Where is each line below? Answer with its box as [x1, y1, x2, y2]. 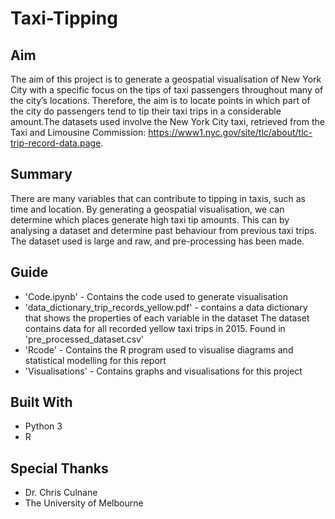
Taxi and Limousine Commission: [10, 127, 147, 138]
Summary [10, 166, 73, 183]
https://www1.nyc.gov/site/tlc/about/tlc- [148, 127, 313, 138]
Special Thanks [10, 460, 109, 477]
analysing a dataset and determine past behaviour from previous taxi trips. [10, 224, 317, 236]
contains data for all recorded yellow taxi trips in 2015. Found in [24, 322, 286, 334]
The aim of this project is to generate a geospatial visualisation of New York [10, 73, 322, 85]
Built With [10, 394, 73, 411]
